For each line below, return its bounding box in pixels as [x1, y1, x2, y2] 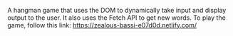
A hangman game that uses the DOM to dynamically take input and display [7, 6, 227, 14]
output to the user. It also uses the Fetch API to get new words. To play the [7, 13, 226, 22]
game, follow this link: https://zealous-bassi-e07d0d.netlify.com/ [7, 21, 197, 29]
